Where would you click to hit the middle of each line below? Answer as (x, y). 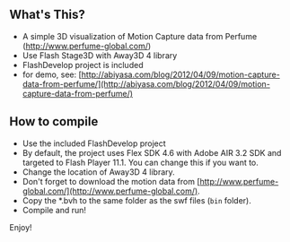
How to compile (54, 121)
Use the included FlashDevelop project (94, 143)
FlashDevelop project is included (83, 65)
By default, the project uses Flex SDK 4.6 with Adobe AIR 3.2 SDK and (152, 152)
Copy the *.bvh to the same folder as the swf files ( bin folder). (136, 200)
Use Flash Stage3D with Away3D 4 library (100, 55)
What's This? (47, 15)
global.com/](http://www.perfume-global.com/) (110, 191)
